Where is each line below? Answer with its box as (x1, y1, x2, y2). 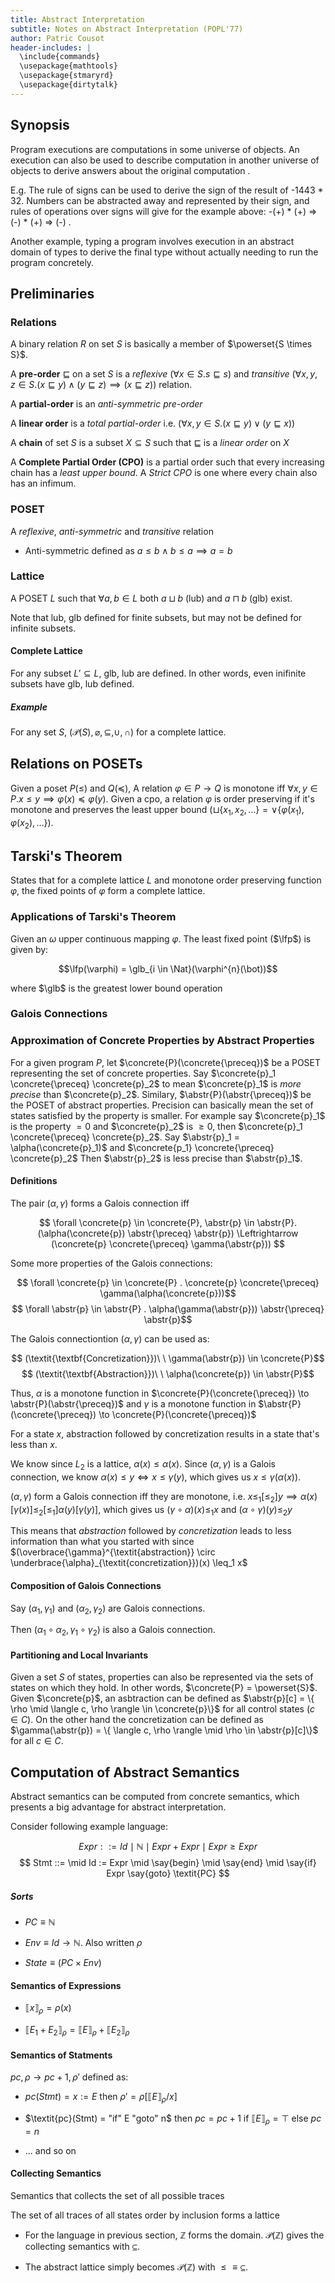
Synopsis (10, 117, 70, 134)
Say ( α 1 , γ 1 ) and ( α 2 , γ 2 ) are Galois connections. (10, 1602, 206, 1616)
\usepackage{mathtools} (19, 61, 118, 71)
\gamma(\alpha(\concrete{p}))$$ (99, 1287, 237, 1299)
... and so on (24, 2144, 77, 2156)
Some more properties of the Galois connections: (10, 1257, 213, 1269)
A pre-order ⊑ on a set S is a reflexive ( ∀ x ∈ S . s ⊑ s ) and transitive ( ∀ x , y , (10, 368, 318, 380)
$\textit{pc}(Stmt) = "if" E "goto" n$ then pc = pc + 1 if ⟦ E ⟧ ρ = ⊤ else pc (24, 2112, 322, 2126)
